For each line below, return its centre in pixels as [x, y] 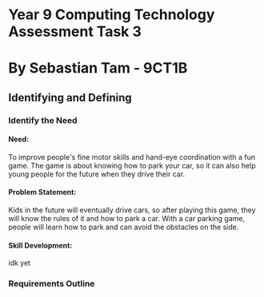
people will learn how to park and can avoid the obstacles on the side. [124, 227]
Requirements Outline [52, 283]
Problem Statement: [42, 192]
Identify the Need [43, 120]
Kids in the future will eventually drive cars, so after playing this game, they [132, 210]
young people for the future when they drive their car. [97, 174]
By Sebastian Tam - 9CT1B [98, 68]
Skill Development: [40, 245]
